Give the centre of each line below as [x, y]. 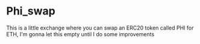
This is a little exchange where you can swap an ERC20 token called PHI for [100, 28]
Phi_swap [31, 11]
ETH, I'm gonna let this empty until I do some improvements [80, 34]
